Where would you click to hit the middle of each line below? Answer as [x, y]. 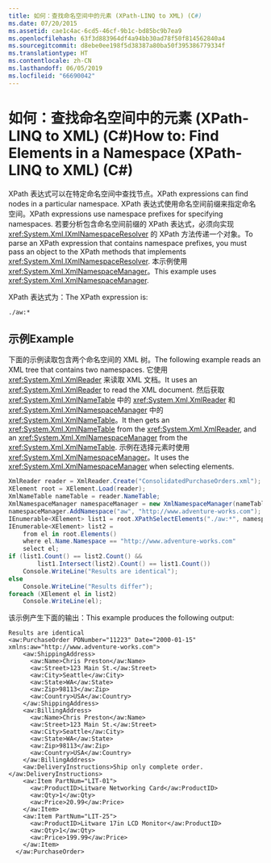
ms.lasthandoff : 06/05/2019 [56, 69]
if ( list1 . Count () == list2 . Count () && [75, 557]
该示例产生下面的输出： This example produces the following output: [121, 618]
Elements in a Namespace [97, 153]
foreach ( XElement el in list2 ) [63, 594]
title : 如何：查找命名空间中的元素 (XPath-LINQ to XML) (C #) [105, 16]
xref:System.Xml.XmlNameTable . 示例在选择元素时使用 [99, 448]
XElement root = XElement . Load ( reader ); [77, 489]
